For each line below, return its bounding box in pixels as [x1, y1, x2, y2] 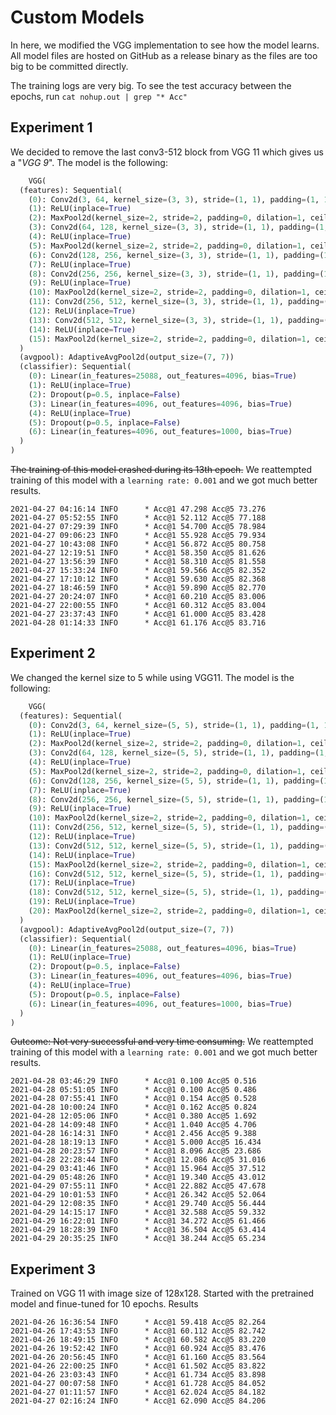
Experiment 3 [10, 1261, 96, 1278]
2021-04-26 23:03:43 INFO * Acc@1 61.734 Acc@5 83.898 [10, 1370, 267, 1380]
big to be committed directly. [10, 60, 129, 72]
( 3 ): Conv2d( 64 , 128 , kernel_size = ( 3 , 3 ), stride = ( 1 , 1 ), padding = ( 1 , [28, 222, 329, 233]
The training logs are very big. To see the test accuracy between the [10, 79, 292, 91]
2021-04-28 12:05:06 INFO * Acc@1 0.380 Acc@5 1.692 [10, 1111, 257, 1121]
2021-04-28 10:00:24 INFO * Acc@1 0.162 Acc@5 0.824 [10, 1102, 257, 1113]
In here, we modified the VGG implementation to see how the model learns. [10, 39, 320, 51]
